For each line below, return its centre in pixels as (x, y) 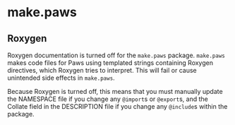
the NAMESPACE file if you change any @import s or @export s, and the (108, 99)
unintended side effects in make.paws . (61, 78)
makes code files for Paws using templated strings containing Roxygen (110, 63)
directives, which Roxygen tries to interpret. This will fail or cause (102, 70)
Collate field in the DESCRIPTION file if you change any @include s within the (117, 106)
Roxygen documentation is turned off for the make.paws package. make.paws (116, 55)
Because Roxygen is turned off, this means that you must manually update (115, 91)
